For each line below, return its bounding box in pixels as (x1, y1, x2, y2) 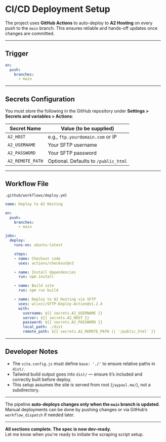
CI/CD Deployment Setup (5, 3, 110, 15)
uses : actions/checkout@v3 (18, 260, 74, 266)
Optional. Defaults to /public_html (47, 158, 127, 165)
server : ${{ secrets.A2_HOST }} (23, 315, 90, 320)
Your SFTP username (47, 141, 97, 148)
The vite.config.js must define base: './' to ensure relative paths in (12, 361, 156, 367)
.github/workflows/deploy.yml (5, 192, 68, 198)
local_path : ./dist (23, 324, 63, 329)
